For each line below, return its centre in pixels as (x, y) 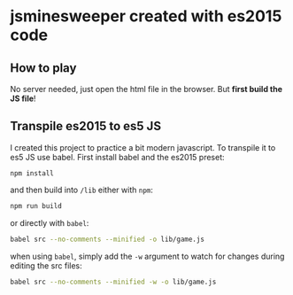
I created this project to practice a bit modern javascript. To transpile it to (143, 147)
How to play (43, 68)
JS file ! (23, 98)
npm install (32, 173)
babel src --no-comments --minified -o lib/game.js (107, 239)
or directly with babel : (50, 222)
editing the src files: (46, 265)
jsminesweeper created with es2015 (146, 16)
